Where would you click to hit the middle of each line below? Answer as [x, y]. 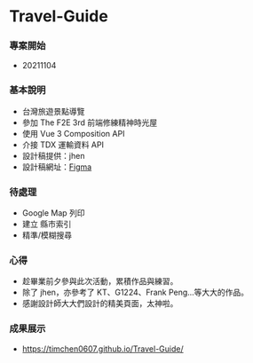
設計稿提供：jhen [53, 155]
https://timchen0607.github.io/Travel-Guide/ [103, 349]
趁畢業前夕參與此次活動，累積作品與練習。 [100, 281]
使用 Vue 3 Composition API [73, 133]
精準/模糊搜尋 [47, 235]
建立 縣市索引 [47, 225]
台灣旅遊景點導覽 [53, 111]
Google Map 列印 [54, 213]
